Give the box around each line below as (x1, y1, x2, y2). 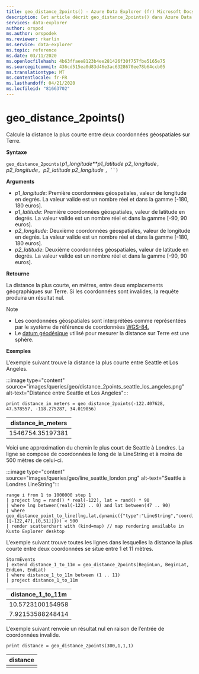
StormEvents (6, 556, 36, 563)
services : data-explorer (6, 20, 68, 25)
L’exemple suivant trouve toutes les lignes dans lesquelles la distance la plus (6, 538, 192, 545)
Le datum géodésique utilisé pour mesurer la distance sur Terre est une (14, 329, 190, 336)
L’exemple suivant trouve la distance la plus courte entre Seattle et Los (6, 359, 179, 366)
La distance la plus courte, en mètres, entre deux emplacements (6, 281, 163, 288)
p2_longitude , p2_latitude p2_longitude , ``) (6, 166, 118, 174)
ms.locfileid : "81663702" (6, 86, 70, 92)
